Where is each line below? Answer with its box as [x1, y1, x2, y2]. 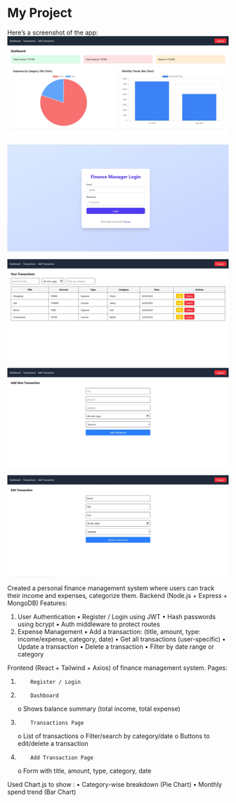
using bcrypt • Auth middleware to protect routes [17, 620, 160, 628]
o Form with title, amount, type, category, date [17, 766, 152, 775]
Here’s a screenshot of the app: [7, 28, 98, 37]
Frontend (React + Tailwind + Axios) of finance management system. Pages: [7, 664, 228, 672]
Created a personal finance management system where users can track [7, 584, 215, 592]
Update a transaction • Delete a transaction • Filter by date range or [17, 642, 214, 651]
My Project [7, 5, 72, 21]
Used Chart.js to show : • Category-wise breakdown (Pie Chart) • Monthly [7, 780, 223, 788]
